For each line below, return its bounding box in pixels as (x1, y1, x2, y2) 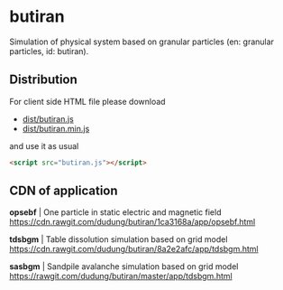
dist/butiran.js (22, 113, 74, 124)
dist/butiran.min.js (22, 123, 90, 134)
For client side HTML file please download (9, 96, 166, 107)
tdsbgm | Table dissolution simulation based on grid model (9, 234, 228, 245)
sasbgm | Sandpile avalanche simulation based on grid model (9, 261, 239, 272)
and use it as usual (9, 140, 79, 151)
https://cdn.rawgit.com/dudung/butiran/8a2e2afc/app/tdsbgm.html (9, 244, 259, 255)
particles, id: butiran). (9, 45, 89, 56)
